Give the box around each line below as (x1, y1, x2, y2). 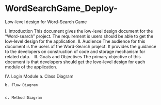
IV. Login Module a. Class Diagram (5, 73, 74, 79)
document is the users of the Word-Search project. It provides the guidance (5, 43, 157, 49)
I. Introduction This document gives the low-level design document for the (5, 28, 153, 34)
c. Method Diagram (5, 95, 42, 100)
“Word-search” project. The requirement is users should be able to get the (5, 33, 154, 39)
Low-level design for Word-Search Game (5, 19, 87, 25)
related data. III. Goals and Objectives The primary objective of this (5, 53, 141, 59)
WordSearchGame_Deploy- (5, 3, 118, 14)
